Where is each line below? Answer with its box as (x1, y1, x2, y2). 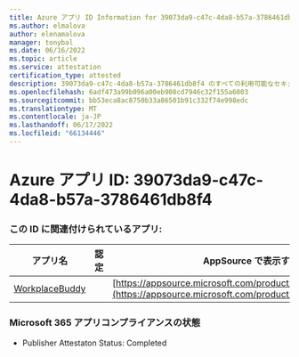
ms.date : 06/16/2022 (9, 46, 86, 55)
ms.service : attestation (9, 63, 101, 72)
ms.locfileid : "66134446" (9, 129, 105, 138)
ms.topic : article (9, 54, 77, 63)
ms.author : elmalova (9, 21, 86, 30)
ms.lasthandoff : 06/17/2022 (9, 121, 114, 130)
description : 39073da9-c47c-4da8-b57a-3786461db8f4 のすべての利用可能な (9, 79, 274, 88)
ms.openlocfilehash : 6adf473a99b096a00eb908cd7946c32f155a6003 (9, 87, 249, 96)
